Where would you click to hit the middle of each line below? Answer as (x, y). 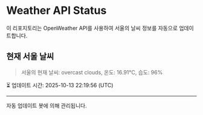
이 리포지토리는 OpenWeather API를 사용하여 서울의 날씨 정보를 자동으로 (92, 28)
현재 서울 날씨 (30, 57)
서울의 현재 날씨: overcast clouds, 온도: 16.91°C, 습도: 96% (92, 72)
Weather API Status (56, 11)
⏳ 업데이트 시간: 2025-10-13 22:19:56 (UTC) (60, 85)
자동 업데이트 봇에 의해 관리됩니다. (47, 105)
